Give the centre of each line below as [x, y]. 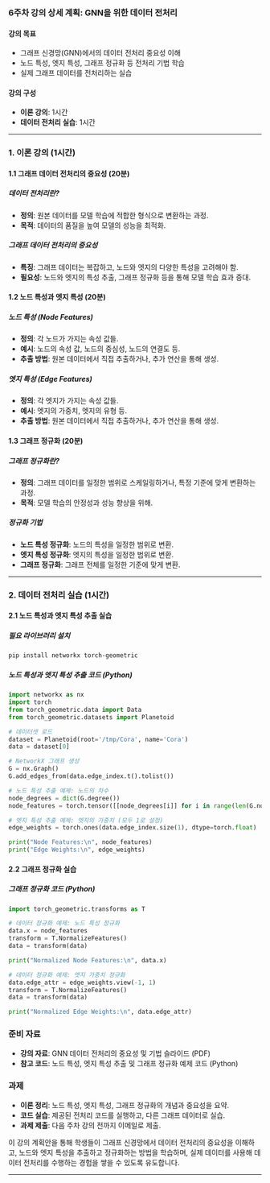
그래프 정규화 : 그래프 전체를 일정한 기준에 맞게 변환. [100, 565]
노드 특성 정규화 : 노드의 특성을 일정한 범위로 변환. [97, 544]
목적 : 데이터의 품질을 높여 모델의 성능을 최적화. [93, 225]
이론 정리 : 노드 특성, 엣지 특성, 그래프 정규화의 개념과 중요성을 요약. [125, 1105]
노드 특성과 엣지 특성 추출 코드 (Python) [70, 675]
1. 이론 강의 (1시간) [42, 153]
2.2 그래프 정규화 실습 [43, 869]
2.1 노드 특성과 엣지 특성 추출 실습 [60, 616]
